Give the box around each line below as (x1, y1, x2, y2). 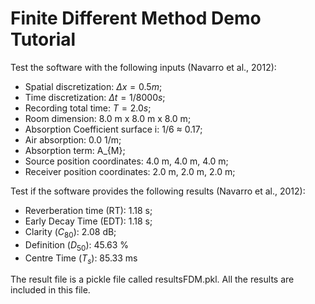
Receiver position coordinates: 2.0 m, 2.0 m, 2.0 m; (24, 165, 236, 177)
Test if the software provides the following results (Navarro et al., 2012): (10, 185, 306, 197)
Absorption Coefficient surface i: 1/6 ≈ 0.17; (24, 123, 203, 135)
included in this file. (10, 284, 91, 296)
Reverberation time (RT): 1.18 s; (24, 204, 153, 216)
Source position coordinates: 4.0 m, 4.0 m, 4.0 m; (24, 155, 229, 167)
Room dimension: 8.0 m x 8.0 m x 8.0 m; (24, 112, 192, 124)
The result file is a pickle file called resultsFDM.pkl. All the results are (10, 273, 295, 286)
